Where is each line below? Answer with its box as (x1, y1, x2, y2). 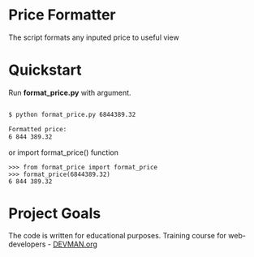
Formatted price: (8, 125, 67, 133)
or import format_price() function (8, 148, 119, 157)
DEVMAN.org (52, 239, 97, 249)
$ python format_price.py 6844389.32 (8, 110, 136, 118)
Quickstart (8, 61, 83, 79)
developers (8, 239, 46, 249)
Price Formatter (8, 6, 116, 24)
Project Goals (8, 204, 101, 222)
